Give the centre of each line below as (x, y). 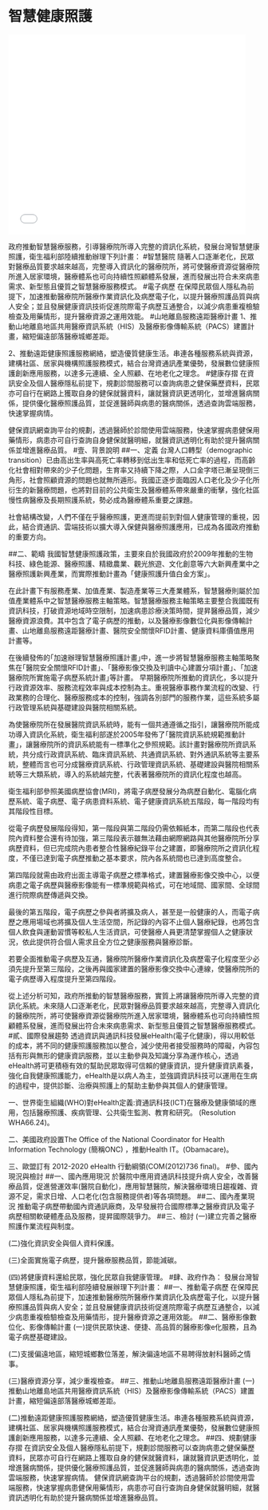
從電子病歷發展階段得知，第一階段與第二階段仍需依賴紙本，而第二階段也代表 (134, 828)
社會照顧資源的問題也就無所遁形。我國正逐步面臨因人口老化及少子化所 (144, 480)
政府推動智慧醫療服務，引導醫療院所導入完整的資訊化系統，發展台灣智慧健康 (134, 246)
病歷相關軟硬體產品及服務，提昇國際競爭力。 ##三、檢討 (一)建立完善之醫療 (132, 1216)
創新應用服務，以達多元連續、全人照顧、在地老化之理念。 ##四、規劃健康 (136, 1437)
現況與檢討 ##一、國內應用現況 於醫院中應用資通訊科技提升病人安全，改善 (130, 1176)
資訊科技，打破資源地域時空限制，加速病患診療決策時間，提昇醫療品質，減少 (134, 611)
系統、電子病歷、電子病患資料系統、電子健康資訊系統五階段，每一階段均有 (137, 801)
